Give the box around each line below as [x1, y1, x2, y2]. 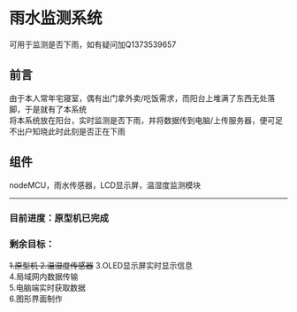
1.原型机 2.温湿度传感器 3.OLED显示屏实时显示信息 [9, 260, 193, 270]
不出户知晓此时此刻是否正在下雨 [9, 126, 126, 136]
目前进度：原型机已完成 [9, 212, 109, 224]
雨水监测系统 [9, 8, 103, 28]
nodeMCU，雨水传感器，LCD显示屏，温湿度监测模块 [9, 179, 202, 191]
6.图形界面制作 [9, 293, 64, 304]
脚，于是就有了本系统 [9, 104, 87, 114]
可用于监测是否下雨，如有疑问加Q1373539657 [9, 39, 177, 50]
